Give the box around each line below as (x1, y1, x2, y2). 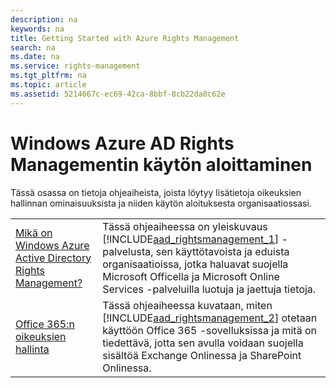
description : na (10, 14, 78, 25)
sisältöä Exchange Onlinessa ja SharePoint (102, 348, 302, 362)
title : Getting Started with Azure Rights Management (10, 33, 240, 43)
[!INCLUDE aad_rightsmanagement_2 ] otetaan (102, 311, 318, 325)
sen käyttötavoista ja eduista (155, 244, 290, 258)
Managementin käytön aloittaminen (10, 153, 313, 176)
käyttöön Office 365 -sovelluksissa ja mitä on (102, 323, 318, 337)
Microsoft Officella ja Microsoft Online (102, 269, 280, 283)
